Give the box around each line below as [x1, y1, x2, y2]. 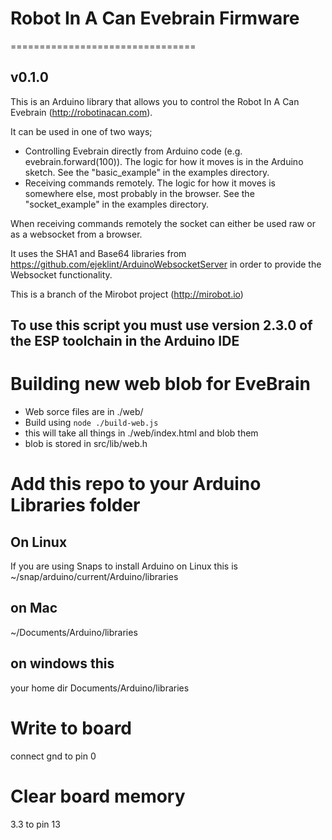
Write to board [10, 717, 133, 739]
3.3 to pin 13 [10, 818, 61, 830]
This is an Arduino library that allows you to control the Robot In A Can [10, 95, 300, 107]
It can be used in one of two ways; [10, 125, 153, 137]
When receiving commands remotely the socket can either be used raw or [10, 217, 316, 229]
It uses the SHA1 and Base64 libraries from [10, 247, 187, 259]
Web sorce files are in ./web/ [24, 406, 144, 418]
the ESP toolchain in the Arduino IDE [10, 333, 240, 350]
